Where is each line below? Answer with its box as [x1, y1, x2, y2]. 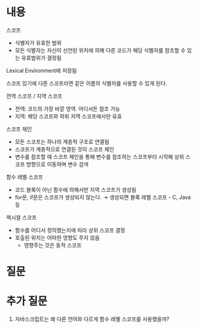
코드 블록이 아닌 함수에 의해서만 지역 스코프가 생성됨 [14, 186, 136, 193]
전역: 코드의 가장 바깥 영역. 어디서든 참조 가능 [14, 105, 121, 112]
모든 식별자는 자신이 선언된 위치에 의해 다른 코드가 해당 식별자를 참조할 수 [14, 46, 186, 54]
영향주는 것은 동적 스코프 [23, 241, 82, 249]
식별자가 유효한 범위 [14, 39, 62, 46]
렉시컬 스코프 [6, 213, 37, 221]
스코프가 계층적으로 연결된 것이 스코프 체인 [14, 145, 115, 153]
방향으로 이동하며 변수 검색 [26, 160, 89, 168]
